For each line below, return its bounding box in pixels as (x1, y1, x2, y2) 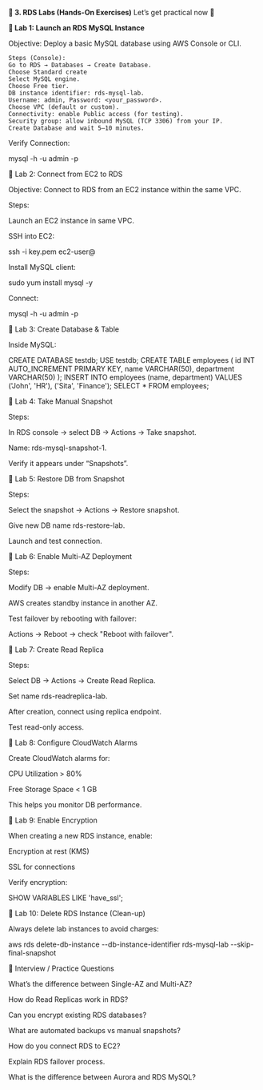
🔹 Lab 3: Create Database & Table (8, 324, 120, 334)
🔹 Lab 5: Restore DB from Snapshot (8, 474, 126, 484)
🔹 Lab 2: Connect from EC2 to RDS (8, 169, 123, 179)
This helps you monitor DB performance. (8, 800, 142, 809)
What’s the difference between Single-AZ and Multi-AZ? (8, 979, 193, 988)
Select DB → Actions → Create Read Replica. (8, 676, 156, 685)
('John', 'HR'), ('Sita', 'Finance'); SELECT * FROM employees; (8, 381, 209, 390)
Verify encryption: (8, 878, 68, 887)
